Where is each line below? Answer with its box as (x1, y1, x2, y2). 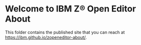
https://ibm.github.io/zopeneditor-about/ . (5, 34, 87, 40)
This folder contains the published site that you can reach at (5, 29, 125, 35)
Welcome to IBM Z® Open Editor (5, 3, 136, 14)
